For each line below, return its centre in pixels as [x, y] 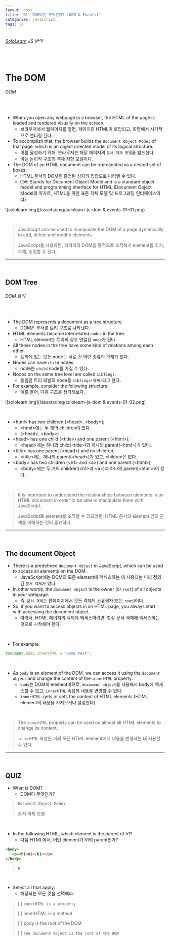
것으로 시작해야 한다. [40, 624]
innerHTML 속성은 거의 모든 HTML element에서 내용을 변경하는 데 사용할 [89, 739]
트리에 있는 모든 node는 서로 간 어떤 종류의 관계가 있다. [74, 357]
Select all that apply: [34, 887]
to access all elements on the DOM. [50, 571]
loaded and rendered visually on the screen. [58, 123]
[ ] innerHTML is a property [47, 903]
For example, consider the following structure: [60, 386]
